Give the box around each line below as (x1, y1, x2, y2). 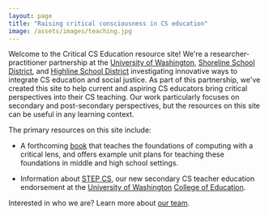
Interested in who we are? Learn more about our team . (8, 198, 190, 208)
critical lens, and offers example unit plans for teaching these (19, 149, 224, 159)
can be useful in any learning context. (8, 110, 134, 119)
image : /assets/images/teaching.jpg (8, 27, 132, 35)
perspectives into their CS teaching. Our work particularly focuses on (8, 92, 240, 102)
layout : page (8, 11, 53, 20)
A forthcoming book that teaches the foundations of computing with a (19, 141, 254, 151)
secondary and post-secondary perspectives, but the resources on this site (8, 101, 261, 110)
